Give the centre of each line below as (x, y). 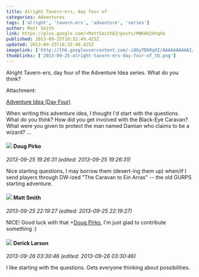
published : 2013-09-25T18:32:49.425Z (53, 39)
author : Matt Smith (30, 28)
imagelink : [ (22, 50)
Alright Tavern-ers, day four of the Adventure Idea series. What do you (92, 72)
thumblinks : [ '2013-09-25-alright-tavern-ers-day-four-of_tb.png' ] (91, 56)
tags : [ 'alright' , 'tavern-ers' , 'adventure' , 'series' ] (78, 22)
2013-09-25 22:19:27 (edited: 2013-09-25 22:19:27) (69, 211)
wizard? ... (19, 132)
